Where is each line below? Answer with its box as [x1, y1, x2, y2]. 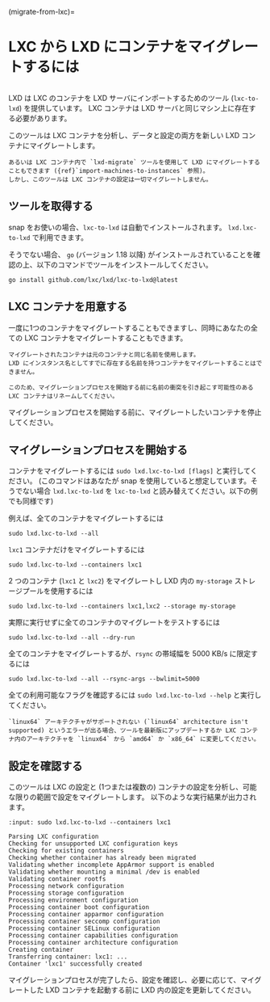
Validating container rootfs [8, 875, 106, 883]
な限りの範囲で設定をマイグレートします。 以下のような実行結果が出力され [8, 792, 257, 802]
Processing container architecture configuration [8, 939, 179, 947]
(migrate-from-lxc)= [8, 7, 75, 16]
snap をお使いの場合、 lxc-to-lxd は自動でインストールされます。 [8, 222, 226, 232]
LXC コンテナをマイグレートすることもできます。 [23, 333, 188, 343]
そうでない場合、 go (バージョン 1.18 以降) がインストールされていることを [8, 250, 254, 259]
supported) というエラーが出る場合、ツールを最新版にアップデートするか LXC [8, 726, 237, 735]
